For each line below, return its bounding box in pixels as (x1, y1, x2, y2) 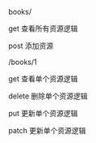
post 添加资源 (8, 41, 54, 50)
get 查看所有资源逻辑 (8, 24, 78, 33)
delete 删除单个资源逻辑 (8, 91, 88, 101)
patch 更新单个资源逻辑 (8, 126, 86, 135)
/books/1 (8, 57, 38, 67)
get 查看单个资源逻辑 (8, 74, 78, 84)
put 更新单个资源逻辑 (8, 109, 78, 118)
